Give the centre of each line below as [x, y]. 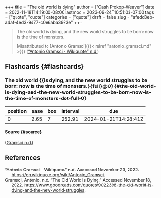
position [17, 111]
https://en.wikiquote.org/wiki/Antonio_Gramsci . [58, 175]
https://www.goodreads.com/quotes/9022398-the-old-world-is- [89, 185]
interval [70, 111]
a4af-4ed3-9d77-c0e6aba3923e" [39, 22]
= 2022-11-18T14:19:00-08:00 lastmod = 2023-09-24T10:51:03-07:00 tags [80, 12]
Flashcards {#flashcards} [44, 66]
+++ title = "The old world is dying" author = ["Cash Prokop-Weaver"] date [80, 7]
